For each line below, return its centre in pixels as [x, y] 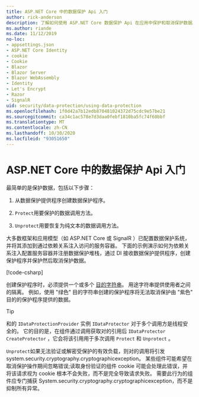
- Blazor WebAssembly [33, 78]
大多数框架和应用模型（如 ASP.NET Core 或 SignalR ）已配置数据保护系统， [98, 238]
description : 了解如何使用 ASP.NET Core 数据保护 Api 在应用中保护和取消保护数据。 [102, 23]
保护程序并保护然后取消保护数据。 [48, 260]
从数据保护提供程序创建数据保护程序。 [61, 200]
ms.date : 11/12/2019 [32, 34]
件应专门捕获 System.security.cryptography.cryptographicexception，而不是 [99, 380]
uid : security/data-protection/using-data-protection [74, 105]
